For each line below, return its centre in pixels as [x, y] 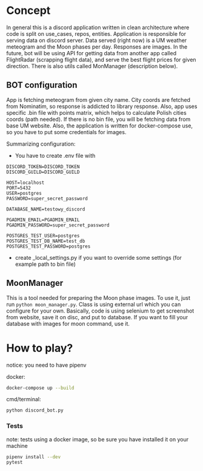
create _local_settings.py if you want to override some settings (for [98, 257]
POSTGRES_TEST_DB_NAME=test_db [46, 241]
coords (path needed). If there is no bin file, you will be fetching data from [98, 119]
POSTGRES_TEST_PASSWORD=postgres [48, 246]
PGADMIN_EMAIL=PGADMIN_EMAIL [43, 220]
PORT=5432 [19, 188]
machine [17, 446]
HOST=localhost [25, 183]
